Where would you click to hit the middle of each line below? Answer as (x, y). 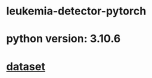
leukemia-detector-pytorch (76, 11)
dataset (26, 66)
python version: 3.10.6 (63, 39)
